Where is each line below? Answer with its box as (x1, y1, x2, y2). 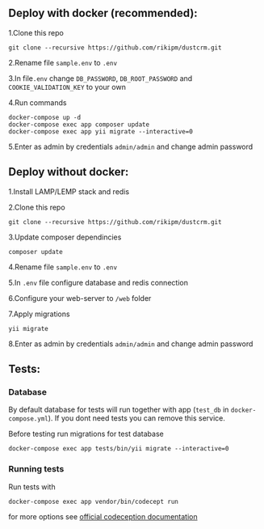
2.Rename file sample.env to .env (8, 57, 118, 67)
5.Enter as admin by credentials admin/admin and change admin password (8, 142, 254, 151)
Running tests (8, 463, 65, 475)
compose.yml (8, 415, 48, 423)
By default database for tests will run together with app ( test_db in (8, 404, 229, 415)
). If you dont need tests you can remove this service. (48, 413, 226, 423)
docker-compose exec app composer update (8, 121, 150, 129)
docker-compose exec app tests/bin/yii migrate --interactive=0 (8, 445, 229, 453)
